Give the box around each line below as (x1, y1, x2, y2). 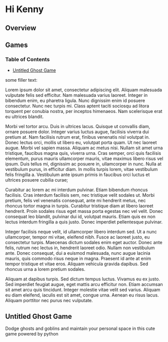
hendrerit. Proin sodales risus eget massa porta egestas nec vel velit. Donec (5, 208, 163, 214)
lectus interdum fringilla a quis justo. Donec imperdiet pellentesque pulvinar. (5, 219, 163, 225)
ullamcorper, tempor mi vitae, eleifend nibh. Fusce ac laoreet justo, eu (5, 234, 150, 240)
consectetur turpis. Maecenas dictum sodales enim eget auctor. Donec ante (5, 240, 162, 246)
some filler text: (5, 77, 38, 83)
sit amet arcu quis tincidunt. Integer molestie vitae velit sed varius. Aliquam (5, 287, 160, 293)
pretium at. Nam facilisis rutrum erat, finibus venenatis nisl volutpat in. (5, 134, 150, 140)
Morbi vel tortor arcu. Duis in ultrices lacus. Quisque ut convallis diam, (5, 124, 150, 130)
